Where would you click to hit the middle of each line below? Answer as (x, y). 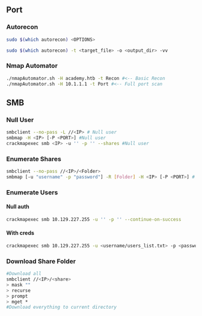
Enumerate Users (32, 192)
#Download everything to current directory (62, 307)
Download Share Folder (41, 261)
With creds (20, 233)
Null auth (18, 206)
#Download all (24, 274)
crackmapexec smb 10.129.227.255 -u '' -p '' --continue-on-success (94, 219)
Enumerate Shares (34, 159)
